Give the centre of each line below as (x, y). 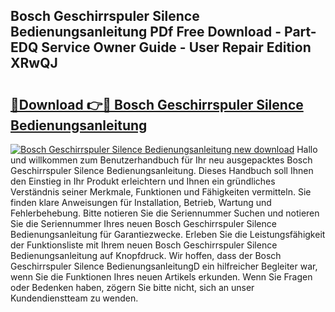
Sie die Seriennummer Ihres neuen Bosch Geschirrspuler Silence (143, 223)
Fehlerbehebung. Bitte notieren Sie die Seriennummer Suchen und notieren (165, 213)
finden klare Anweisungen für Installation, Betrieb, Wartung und (141, 202)
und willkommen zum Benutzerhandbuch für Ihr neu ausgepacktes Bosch (161, 160)
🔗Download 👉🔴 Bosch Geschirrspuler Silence (157, 104)
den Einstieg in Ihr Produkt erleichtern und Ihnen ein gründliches (143, 181)
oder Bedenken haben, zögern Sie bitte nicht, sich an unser (132, 287)
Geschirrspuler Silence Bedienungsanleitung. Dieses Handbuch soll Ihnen (162, 170)
